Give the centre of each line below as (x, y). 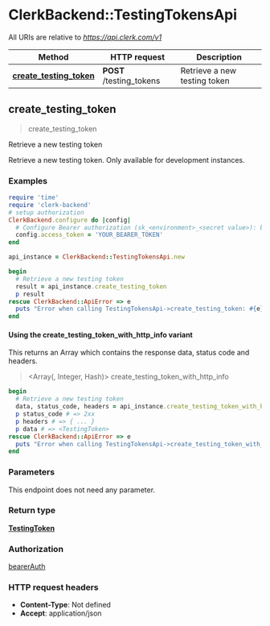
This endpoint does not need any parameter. (82, 490)
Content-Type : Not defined (65, 605)
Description (219, 56)
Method (53, 56)
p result (30, 294)
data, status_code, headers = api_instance (89, 407)
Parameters (31, 472)
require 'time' (34, 198)
